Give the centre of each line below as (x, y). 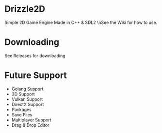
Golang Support (27, 89)
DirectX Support (28, 104)
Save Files (22, 114)
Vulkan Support (27, 99)
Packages (22, 109)
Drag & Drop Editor (30, 125)
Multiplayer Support (31, 120)
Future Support (36, 75)
